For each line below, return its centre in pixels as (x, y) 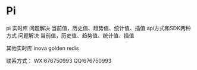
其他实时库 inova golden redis (43, 48)
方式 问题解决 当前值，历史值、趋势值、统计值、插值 (70, 35)
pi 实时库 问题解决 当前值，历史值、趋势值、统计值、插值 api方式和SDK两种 (99, 28)
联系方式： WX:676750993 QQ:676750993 (59, 61)
